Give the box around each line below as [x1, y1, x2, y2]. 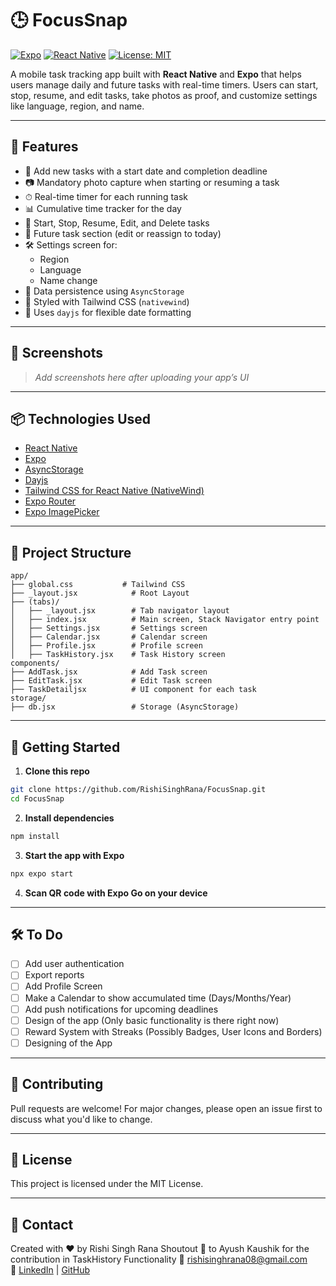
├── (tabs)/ [10, 597, 60, 607]
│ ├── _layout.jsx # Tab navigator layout [10, 606, 230, 616]
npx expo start [10, 868, 74, 879]
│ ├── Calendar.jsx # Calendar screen [10, 632, 208, 642]
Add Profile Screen [24, 980, 103, 992]
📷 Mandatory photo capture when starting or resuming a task [24, 176, 280, 188]
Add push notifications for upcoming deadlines [24, 1003, 219, 1015]
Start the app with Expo [24, 849, 125, 861]
